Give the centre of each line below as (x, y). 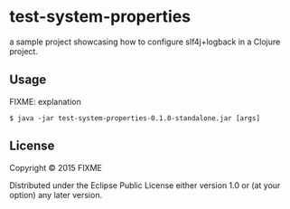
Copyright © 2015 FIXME (56, 167)
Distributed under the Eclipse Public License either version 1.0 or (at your (145, 185)
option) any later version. (56, 195)
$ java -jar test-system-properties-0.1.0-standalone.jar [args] (135, 118)
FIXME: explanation (45, 101)
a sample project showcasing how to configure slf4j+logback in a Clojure (145, 42)
